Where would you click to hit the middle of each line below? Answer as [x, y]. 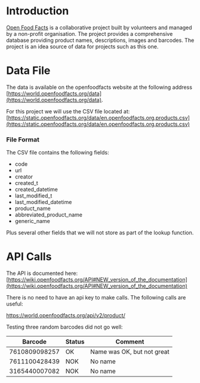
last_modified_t [33, 196]
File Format [23, 140]
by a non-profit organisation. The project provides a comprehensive [90, 33]
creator [24, 177]
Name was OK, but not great [130, 352]
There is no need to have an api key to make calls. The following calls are [96, 298]
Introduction [38, 11]
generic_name [33, 221]
